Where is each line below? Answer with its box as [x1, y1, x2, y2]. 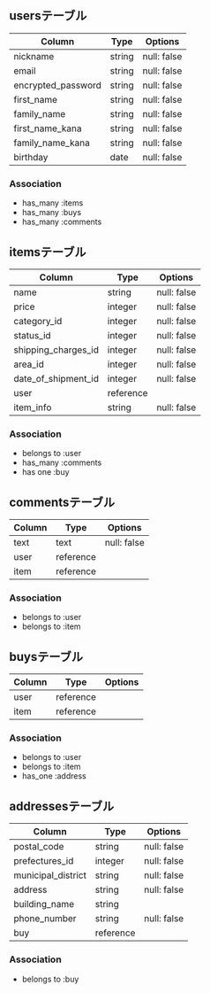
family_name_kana [13, 136, 90, 149]
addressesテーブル [9, 798, 115, 813]
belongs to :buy [21, 974, 79, 984]
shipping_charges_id [13, 344, 100, 356]
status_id [13, 329, 51, 341]
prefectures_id [13, 855, 74, 867]
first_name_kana [13, 122, 82, 135]
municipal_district [13, 869, 86, 881]
